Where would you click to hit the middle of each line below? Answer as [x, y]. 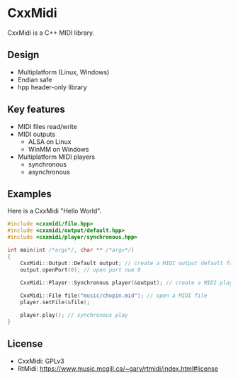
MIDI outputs [36, 134]
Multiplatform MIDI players [56, 157]
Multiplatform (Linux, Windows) [63, 72]
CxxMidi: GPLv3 [41, 361]
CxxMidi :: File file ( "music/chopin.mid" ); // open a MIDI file [114, 296]
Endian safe [35, 79]
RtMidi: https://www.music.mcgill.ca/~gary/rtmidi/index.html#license [118, 368]
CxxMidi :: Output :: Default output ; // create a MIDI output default [121, 263]
